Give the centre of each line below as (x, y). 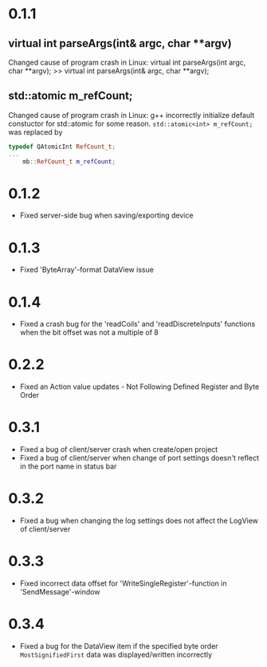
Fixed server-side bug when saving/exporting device (106, 215)
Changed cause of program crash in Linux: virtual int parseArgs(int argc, (127, 62)
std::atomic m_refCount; (71, 96)
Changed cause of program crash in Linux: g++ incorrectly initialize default (132, 115)
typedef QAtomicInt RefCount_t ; (62, 147)
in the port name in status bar (68, 466)
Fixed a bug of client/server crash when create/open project (119, 449)
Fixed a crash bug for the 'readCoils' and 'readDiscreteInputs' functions (137, 324)
